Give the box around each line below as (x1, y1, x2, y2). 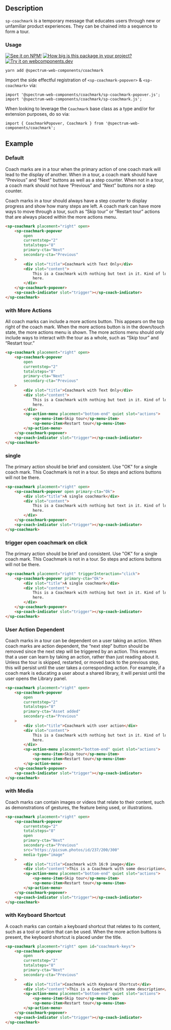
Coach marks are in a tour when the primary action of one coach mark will (5, 166, 161, 172)
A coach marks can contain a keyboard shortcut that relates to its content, (5, 923, 161, 929)
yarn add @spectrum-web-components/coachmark (5, 68, 103, 73)
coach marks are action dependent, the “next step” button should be (5, 643, 149, 649)
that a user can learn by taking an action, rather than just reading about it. (5, 653, 159, 659)
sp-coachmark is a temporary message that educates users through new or (5, 17, 161, 23)
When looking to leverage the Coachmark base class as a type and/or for (5, 105, 155, 112)
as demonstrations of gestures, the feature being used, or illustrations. (5, 804, 153, 810)
